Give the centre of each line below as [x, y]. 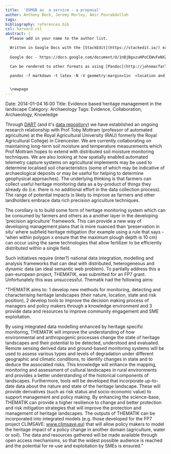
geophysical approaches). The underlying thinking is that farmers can [78, 179]
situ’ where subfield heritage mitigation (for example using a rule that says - [85, 232]
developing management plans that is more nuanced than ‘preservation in [82, 226]
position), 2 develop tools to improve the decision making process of [77, 300]
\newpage [19, 89]
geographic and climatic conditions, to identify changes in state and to [79, 359]
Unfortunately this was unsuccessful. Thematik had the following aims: [79, 280]
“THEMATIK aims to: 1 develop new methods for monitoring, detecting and [83, 290]
